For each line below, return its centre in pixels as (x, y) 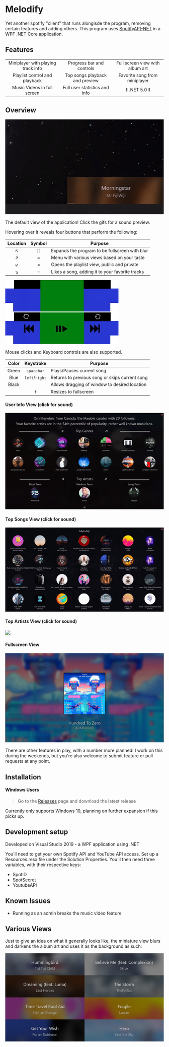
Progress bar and (86, 63)
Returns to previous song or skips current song (99, 378)
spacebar (35, 371)
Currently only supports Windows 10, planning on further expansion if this (82, 811)
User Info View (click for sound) (39, 405)
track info (32, 68)
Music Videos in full (32, 87)
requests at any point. (28, 761)
